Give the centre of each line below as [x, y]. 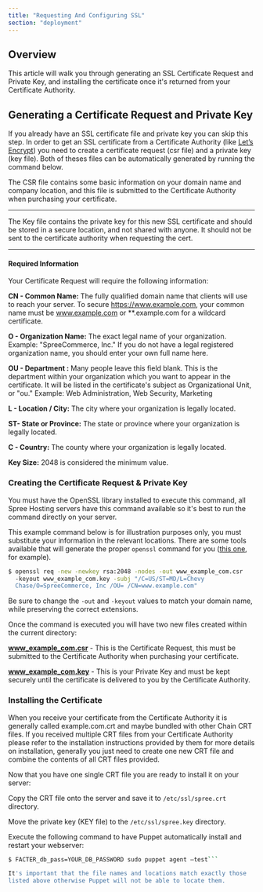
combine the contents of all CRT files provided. [84, 759]
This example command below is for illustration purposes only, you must [125, 532]
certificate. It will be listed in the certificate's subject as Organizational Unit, [130, 385]
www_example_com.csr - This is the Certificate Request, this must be [122, 648]
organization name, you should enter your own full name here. [108, 353]
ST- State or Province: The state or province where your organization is [124, 424]
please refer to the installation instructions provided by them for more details [131, 742]
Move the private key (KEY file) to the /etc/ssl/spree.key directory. [117, 821]
